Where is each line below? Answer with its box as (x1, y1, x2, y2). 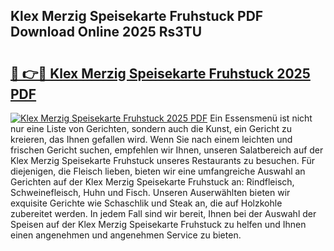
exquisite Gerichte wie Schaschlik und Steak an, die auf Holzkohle (10, 197, 283, 209)
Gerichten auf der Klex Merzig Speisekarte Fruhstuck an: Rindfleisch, (10, 176, 295, 188)
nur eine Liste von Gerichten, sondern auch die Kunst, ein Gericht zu (10, 123, 292, 134)
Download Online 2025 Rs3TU (10, 24, 203, 41)
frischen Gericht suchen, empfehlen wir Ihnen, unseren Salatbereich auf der (10, 144, 324, 156)
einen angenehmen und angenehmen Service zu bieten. (10, 229, 242, 241)
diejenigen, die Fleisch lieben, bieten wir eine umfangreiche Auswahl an (10, 165, 306, 177)
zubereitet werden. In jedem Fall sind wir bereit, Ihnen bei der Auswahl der (10, 208, 317, 219)
